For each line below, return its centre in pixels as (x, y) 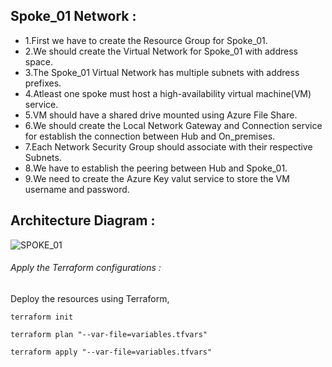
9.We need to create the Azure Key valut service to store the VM (157, 178)
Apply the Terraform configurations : (86, 268)
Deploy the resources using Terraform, (90, 298)
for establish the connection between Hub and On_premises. (150, 136)
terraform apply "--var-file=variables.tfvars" (111, 352)
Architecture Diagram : (83, 220)
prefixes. (43, 83)
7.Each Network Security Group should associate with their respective (168, 146)
